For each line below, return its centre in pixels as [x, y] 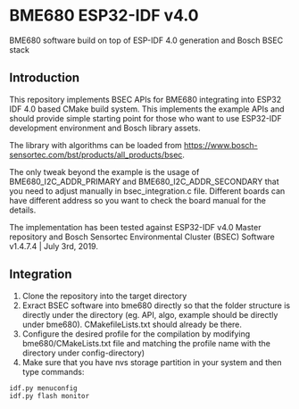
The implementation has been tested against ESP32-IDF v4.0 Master [135, 227]
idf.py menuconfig [43, 388]
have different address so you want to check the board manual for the [137, 200]
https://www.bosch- [221, 145]
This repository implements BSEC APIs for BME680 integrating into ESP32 [145, 99]
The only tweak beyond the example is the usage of [104, 171]
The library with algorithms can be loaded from [96, 145]
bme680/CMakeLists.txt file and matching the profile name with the [146, 343]
